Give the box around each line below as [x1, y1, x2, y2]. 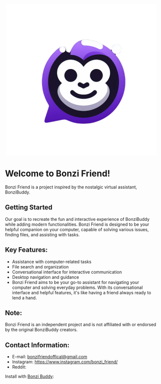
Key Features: [5, 246, 48, 254]
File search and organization [12, 264, 69, 269]
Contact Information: [5, 341, 70, 349]
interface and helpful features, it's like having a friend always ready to [12, 289, 151, 295]
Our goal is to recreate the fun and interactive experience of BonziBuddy [5, 216, 150, 222]
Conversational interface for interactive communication [12, 269, 122, 275]
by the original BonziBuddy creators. [5, 327, 78, 333]
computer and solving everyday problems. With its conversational [12, 284, 143, 290]
